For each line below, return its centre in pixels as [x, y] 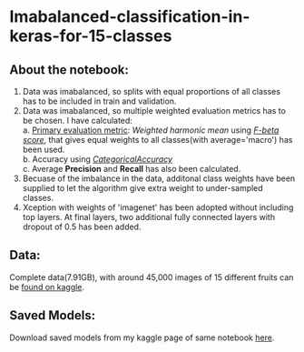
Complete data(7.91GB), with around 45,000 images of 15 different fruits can [152, 277]
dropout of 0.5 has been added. [82, 226]
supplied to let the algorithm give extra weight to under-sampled [142, 188]
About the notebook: [69, 70]
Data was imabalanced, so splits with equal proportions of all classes [152, 91]
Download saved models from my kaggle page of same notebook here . [142, 337]
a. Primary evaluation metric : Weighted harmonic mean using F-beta [151, 130]
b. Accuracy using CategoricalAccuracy [98, 159]
